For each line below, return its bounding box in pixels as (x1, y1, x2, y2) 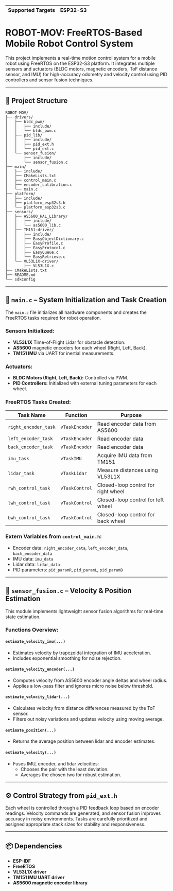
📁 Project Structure (5, 96, 68, 105)
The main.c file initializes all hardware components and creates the (5, 309, 147, 316)
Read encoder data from (97, 421, 156, 428)
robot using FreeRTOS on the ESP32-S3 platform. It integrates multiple (5, 60, 155, 66)
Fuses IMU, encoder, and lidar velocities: (12, 760, 99, 766)
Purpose (120, 412, 142, 419)
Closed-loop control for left (97, 496, 164, 503)
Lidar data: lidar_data (12, 561, 60, 567)
